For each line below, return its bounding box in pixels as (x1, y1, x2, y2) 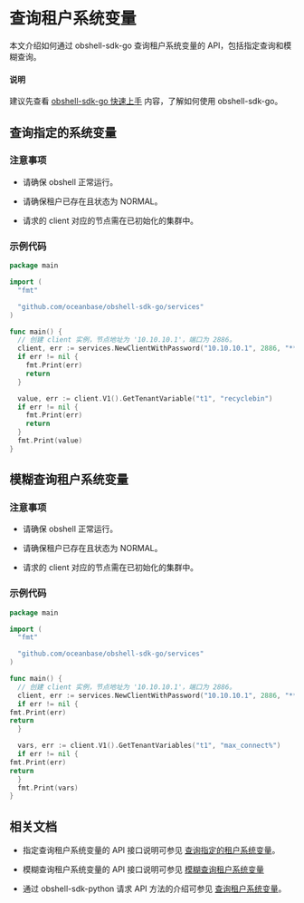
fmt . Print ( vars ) (17, 783, 79, 792)
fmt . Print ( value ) (17, 436, 83, 445)
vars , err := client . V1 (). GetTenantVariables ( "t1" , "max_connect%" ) (17, 741, 281, 751)
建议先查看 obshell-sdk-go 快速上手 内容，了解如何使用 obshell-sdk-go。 (9, 96, 283, 107)
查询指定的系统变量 (9, 124, 117, 141)
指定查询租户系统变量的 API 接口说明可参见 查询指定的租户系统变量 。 (22, 845, 280, 856)
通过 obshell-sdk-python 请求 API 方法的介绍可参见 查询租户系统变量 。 (22, 883, 287, 894)
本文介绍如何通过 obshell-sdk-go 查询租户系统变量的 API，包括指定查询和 (9, 40, 284, 51)
